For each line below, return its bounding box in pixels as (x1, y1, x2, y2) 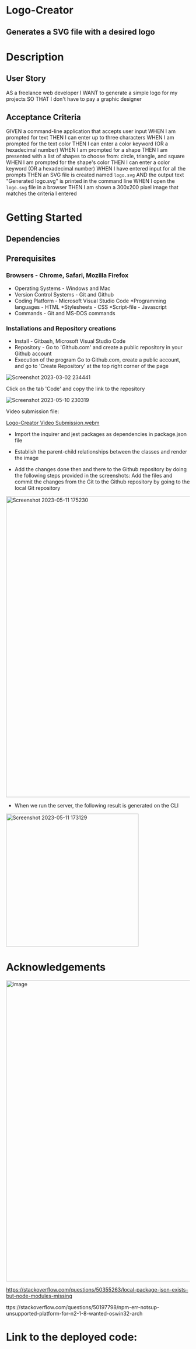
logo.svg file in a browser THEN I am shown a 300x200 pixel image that (6, 184, 179, 191)
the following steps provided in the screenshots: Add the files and (14, 472, 173, 479)
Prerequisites (6, 254, 56, 264)
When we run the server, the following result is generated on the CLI (14, 802, 179, 809)
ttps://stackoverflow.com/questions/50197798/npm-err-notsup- (6, 1303, 159, 1310)
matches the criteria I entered (6, 190, 77, 197)
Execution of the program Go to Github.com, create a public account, (14, 356, 181, 363)
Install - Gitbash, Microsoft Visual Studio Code (14, 338, 126, 345)
